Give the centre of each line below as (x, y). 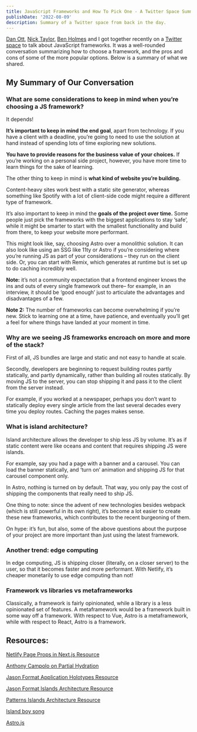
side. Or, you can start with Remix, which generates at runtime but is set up (97, 262)
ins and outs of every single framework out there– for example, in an (89, 286)
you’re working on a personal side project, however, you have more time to (96, 161)
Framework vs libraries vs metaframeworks (69, 590)
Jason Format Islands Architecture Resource (60, 689)
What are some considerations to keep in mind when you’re (92, 99)
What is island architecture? (47, 427)
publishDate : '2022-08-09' (39, 17)
